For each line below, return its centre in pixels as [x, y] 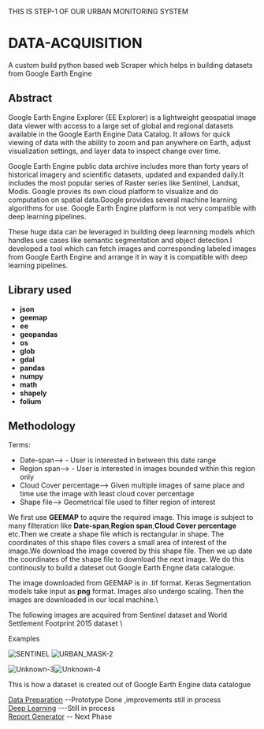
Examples [24, 639]
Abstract [30, 98]
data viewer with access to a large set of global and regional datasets [121, 125]
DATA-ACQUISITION [75, 43]
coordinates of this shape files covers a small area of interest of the [117, 543]
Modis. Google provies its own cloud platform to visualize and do [113, 191]
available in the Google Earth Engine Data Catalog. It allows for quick [119, 134]
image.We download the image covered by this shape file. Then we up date [130, 551]
